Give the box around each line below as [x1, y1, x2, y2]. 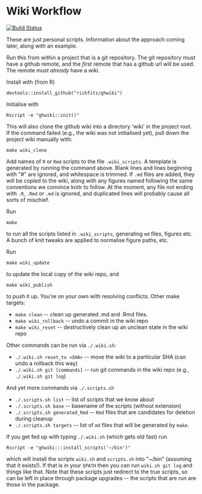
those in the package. [6, 481, 60, 488]
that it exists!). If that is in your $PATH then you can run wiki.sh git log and [6, 461, 193, 469]
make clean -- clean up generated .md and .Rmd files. [14, 310, 148, 317]
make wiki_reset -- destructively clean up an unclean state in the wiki [14, 324, 188, 331]
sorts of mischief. [6, 196, 49, 203]
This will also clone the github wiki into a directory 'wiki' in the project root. [6, 122, 192, 130]
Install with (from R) [6, 78, 55, 86]
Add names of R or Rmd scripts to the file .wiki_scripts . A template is [6, 158, 177, 165]
